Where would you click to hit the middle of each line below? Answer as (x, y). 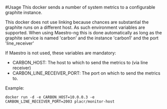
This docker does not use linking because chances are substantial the (77, 22)
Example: (15, 88)
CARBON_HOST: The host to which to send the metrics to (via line (80, 62)
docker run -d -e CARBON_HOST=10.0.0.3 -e (50, 97)
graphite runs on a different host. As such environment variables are (75, 27)
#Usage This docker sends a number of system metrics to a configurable (80, 7)
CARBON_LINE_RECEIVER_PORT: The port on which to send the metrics (86, 73)
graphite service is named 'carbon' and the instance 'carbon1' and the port (82, 38)
